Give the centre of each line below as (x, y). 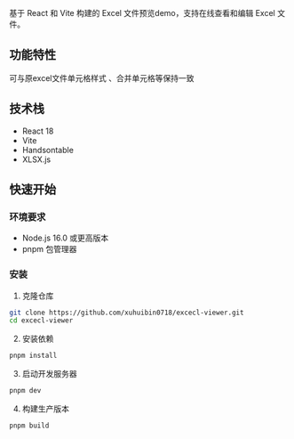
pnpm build (29, 426)
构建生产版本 (45, 409)
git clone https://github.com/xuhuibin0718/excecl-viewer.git (127, 313)
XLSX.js (36, 159)
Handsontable (48, 150)
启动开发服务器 (49, 374)
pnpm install (33, 356)
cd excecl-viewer (41, 321)
